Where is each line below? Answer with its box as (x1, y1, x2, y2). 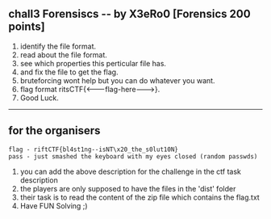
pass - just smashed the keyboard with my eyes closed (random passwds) (8, 152, 258, 161)
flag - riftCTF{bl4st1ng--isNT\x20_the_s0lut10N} (8, 145, 179, 154)
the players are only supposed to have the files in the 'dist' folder (19, 183, 236, 193)
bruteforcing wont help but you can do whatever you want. (19, 75, 215, 85)
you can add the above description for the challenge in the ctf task (19, 166, 242, 176)
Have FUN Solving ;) (19, 200, 88, 210)
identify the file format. (19, 41, 97, 51)
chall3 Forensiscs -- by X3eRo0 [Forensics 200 (8, 7, 252, 21)
